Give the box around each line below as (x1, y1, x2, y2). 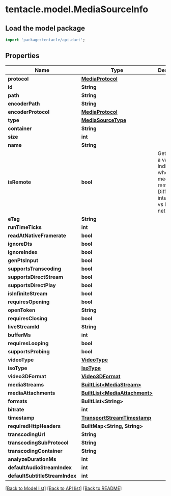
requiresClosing (8, 315, 48, 322)
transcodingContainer (8, 447, 63, 454)
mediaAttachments (8, 389, 55, 396)
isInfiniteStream (8, 290, 48, 297)
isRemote (8, 178, 32, 186)
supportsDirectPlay (8, 281, 56, 289)
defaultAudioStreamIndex (8, 464, 72, 471)
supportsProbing (8, 348, 50, 355)
